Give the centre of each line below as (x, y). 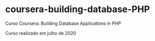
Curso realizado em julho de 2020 (41, 33)
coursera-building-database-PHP (78, 9)
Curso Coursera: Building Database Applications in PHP (63, 23)
